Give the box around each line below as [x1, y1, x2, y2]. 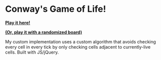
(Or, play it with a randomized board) [5, 29, 82, 35]
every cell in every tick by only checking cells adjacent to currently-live [5, 44, 151, 50]
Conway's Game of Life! [5, 3, 106, 15]
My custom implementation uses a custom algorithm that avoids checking [5, 38, 157, 45]
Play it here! [5, 20, 31, 26]
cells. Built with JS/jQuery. [5, 49, 59, 55]
